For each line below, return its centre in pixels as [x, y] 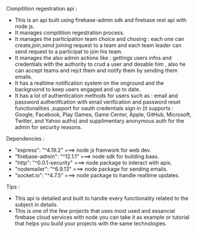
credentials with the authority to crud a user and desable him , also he [100, 64]
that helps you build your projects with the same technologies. [91, 224]
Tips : [13, 187]
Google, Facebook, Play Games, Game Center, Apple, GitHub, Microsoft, [103, 114]
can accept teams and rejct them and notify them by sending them [96, 70]
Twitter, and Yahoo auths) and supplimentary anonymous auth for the [99, 121]
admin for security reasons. [48, 127]
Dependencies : [26, 138]
